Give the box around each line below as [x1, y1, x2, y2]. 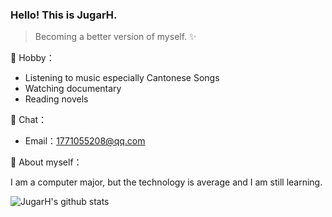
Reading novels [24, 93, 89, 105]
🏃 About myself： [10, 156, 83, 168]
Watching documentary [24, 83, 122, 95]
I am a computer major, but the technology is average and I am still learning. [10, 176, 323, 188]
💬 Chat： [10, 114, 48, 126]
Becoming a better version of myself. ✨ [34, 31, 197, 43]
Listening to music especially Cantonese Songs [24, 72, 220, 84]
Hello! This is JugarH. [10, 8, 118, 22]
